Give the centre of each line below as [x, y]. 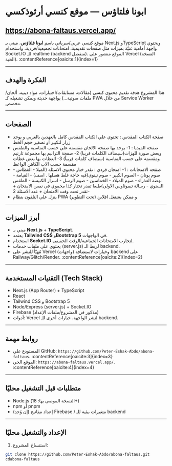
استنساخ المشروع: [30, 445]
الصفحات [18, 124]
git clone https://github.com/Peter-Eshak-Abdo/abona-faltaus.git [78, 454]
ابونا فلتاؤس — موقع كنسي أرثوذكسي [76, 12]
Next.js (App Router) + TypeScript [48, 290]
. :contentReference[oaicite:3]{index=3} [71, 357]
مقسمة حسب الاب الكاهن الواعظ [45, 164]
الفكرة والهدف [26, 80]
